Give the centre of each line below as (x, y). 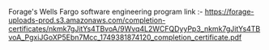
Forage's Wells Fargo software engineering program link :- (106, 12)
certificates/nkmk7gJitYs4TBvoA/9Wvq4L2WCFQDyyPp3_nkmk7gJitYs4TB (134, 29)
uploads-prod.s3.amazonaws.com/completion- (87, 20)
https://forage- (229, 12)
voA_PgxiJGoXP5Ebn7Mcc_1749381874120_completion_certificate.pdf (125, 37)
